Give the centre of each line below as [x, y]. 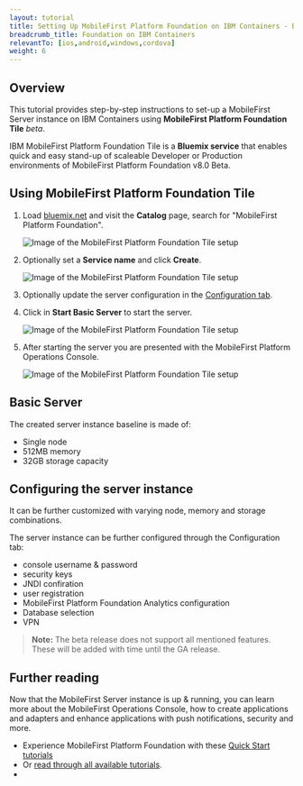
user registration [53, 594]
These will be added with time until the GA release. [126, 649]
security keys [47, 574]
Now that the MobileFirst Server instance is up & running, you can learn [142, 699]
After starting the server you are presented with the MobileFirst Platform [156, 347]
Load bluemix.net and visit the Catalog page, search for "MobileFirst [150, 215]
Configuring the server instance [101, 489]
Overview [37, 88]
